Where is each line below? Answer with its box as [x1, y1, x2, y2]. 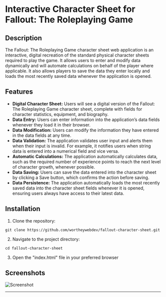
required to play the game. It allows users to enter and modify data [5, 58, 141, 63]
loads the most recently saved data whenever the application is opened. [5, 73, 152, 79]
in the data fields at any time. [12, 132, 72, 138]
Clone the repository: [12, 218, 56, 224]
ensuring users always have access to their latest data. [12, 190, 124, 196]
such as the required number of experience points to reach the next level [12, 159, 161, 165]
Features [5, 88, 33, 96]
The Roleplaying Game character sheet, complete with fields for [12, 106, 142, 112]
